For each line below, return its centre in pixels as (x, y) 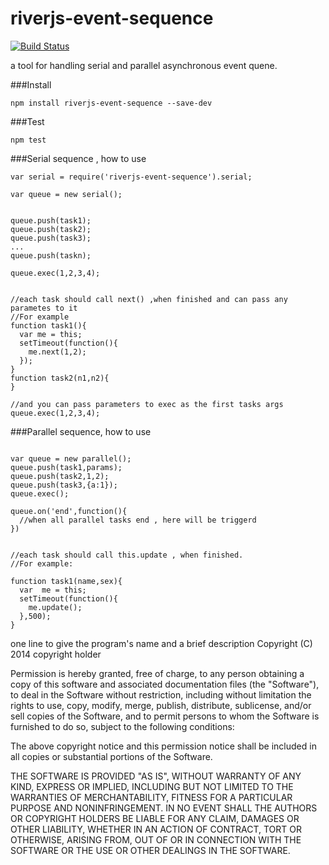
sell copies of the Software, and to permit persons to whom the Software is (165, 716)
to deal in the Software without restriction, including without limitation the (161, 694)
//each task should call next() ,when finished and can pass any (149, 299)
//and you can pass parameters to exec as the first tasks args (147, 404)
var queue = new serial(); (66, 194)
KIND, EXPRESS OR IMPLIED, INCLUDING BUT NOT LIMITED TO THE (152, 786)
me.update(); (55, 607)
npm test (28, 140)
